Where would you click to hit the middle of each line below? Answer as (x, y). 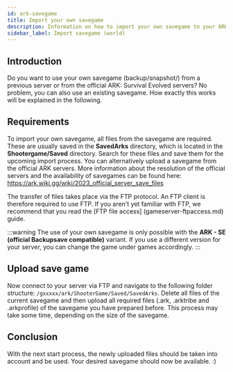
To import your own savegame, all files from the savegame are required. (110, 138)
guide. (16, 218)
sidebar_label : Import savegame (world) (67, 33)
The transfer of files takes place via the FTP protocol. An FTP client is (106, 196)
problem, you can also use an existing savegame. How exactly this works (112, 93)
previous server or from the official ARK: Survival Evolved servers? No (107, 86)
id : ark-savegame (32, 14)
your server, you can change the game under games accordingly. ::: (104, 247)
